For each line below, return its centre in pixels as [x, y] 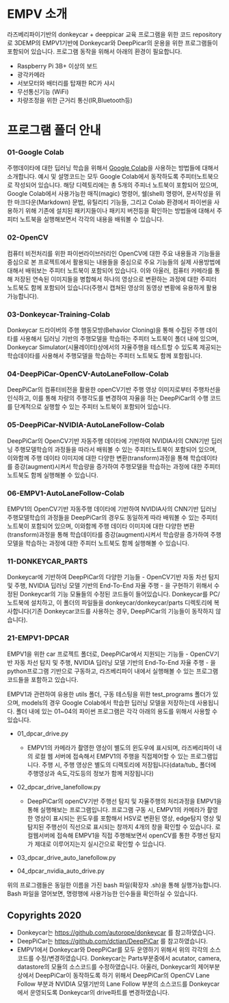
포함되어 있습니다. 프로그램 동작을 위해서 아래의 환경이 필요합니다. [95, 51]
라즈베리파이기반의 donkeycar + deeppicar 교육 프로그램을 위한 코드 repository [114, 34]
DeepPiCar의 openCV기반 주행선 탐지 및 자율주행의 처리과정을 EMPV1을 [124, 801]
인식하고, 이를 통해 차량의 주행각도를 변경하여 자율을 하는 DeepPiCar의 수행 [108, 398]
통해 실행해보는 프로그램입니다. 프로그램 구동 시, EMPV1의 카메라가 [116, 809]
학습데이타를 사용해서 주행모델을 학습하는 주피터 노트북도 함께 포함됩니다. [105, 356]
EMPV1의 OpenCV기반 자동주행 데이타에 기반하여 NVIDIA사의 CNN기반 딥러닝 [112, 509]
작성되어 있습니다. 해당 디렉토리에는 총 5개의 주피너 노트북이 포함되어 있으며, [116, 185]
